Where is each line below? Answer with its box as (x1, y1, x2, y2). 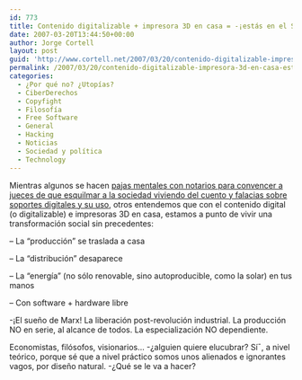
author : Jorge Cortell (9, 38, 94, 48)
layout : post (9, 47, 58, 56)
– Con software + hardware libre (9, 297, 129, 308)
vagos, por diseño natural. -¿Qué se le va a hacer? (9, 360, 196, 371)
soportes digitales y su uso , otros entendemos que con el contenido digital (9, 199, 286, 209)
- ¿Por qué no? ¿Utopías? (17, 80, 115, 89)
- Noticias (17, 138, 58, 147)
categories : (9, 72, 54, 81)
